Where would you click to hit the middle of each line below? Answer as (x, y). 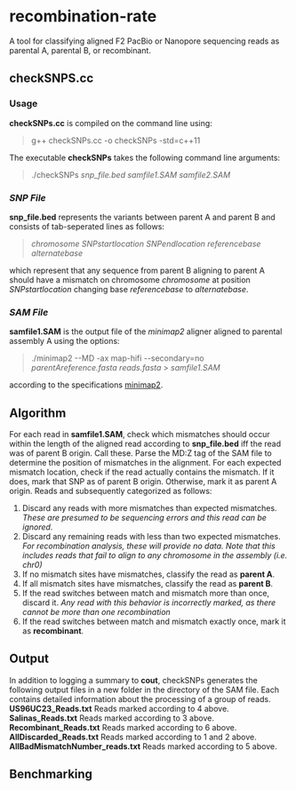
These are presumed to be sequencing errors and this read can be (144, 518)
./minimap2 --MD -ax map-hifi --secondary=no (117, 358)
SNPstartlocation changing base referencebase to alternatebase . (129, 289)
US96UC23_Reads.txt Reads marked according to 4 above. (119, 708)
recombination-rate (83, 16)
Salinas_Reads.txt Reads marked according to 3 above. (112, 718)
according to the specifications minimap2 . (86, 385)
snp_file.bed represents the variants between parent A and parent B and (142, 217)
